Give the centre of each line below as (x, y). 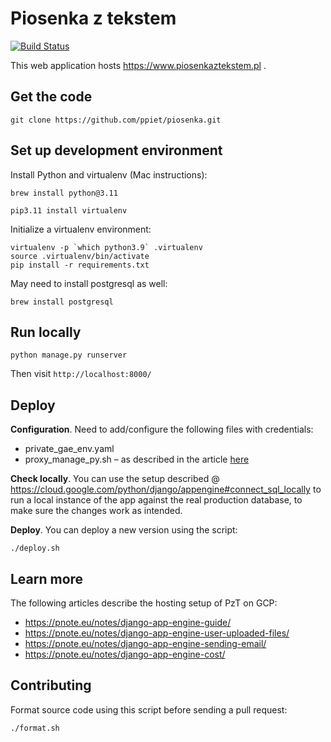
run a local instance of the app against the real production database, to (156, 500)
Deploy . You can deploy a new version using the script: (124, 530)
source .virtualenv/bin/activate (80, 256)
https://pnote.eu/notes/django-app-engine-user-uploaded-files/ (157, 633)
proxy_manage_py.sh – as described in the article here (137, 459)
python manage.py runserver (69, 355)
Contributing (51, 685)
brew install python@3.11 (64, 193)
